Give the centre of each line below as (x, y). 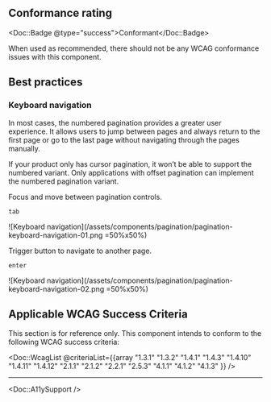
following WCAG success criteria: (64, 342)
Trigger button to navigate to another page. (80, 251)
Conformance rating (60, 13)
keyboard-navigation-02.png (56, 288)
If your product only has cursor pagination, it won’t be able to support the (130, 164)
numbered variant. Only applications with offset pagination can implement (131, 172)
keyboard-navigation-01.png (56, 235)
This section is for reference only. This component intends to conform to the (135, 334)
